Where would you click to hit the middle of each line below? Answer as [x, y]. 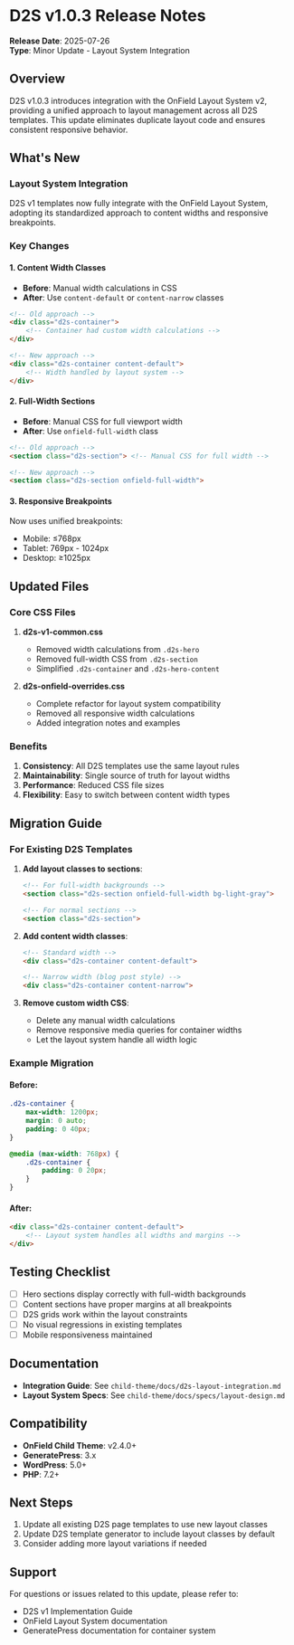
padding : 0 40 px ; [58, 1129]
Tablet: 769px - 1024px [66, 548]
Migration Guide [56, 823]
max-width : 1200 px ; [62, 1113]
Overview [38, 79]
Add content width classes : [75, 936]
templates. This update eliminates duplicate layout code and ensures [138, 119]
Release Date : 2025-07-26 [60, 41]
